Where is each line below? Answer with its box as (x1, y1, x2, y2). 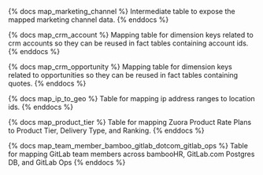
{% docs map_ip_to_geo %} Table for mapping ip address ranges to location (8, 94, 256, 103)
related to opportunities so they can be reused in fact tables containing (8, 71, 239, 79)
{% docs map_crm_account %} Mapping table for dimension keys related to (8, 31, 254, 39)
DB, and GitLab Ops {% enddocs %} (8, 158, 126, 167)
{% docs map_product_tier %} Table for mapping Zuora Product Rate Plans (8, 118, 252, 126)
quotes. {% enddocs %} (8, 78, 87, 88)
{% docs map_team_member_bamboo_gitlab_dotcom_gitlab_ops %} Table (8, 141, 248, 150)
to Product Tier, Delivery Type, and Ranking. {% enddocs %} (8, 126, 205, 135)
